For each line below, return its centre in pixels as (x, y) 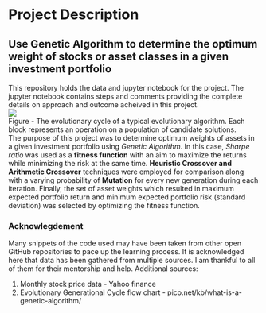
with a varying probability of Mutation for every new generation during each (133, 180)
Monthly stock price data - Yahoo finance (88, 284)
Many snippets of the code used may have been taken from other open (125, 243)
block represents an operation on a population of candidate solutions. (122, 129)
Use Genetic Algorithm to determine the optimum (133, 44)
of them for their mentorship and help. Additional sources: (103, 269)
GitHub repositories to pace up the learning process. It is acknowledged (126, 252)
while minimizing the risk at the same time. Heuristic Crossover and (120, 163)
